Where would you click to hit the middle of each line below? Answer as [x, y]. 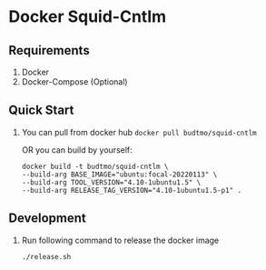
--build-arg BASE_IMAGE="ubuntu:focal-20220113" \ [119, 175]
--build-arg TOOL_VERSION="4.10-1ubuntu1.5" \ [111, 182]
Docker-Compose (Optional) [74, 82]
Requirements [49, 50]
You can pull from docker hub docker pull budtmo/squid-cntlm [139, 132]
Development [48, 219]
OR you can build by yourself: [77, 150]
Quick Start [41, 110]
